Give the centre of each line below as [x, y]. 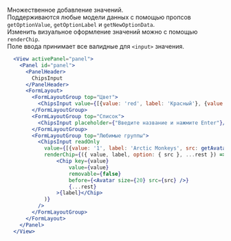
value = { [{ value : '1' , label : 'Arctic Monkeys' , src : [121, 148]
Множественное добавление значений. [65, 10]
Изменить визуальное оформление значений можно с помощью [102, 32]
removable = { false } [95, 174]
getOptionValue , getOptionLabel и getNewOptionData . [81, 24]
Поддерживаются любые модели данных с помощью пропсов [99, 17]
